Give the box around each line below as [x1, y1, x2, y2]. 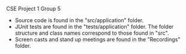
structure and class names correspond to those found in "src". [14, 29, 169, 37]
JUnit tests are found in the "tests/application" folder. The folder [14, 23, 174, 30]
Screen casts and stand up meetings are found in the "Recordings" [14, 36, 181, 43]
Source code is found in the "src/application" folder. [14, 17, 144, 23]
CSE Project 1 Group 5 [6, 5, 61, 12]
